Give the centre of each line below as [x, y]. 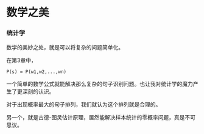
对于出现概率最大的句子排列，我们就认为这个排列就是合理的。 [84, 105]
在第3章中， [21, 60]
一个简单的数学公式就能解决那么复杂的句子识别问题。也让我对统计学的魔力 [100, 84]
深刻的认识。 [38, 91]
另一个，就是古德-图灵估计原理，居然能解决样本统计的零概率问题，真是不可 [101, 118]
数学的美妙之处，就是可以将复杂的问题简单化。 [65, 48]
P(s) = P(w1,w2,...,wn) [37, 72]
